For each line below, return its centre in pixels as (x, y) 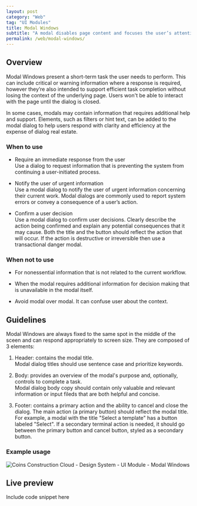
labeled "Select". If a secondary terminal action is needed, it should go (99, 424)
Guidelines (26, 320)
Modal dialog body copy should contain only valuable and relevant (95, 388)
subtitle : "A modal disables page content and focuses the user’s (89, 33)
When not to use (30, 260)
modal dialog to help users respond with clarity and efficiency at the (88, 125)
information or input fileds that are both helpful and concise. (87, 394)
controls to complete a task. (48, 382)
